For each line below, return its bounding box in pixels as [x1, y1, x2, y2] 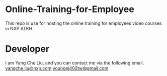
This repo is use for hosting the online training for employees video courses [5, 20, 162, 26]
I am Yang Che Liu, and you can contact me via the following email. [5, 59, 144, 66]
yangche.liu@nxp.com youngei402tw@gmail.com [5, 65, 109, 71]
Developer [5, 43, 49, 55]
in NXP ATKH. [5, 25, 34, 31]
